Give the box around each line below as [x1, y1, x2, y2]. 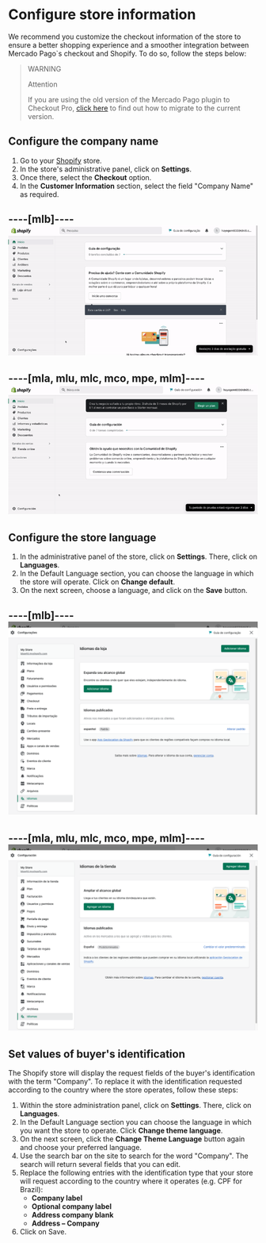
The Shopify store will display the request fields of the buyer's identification [8, 1068, 256, 1078]
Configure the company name [8, 135, 159, 148]
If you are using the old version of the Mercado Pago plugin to [27, 94, 230, 104]
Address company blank [31, 1210, 114, 1220]
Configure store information [8, 6, 196, 24]
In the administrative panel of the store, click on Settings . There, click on [19, 552, 257, 561]
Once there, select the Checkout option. [19, 172, 152, 182]
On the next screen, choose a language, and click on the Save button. [19, 586, 248, 595]
